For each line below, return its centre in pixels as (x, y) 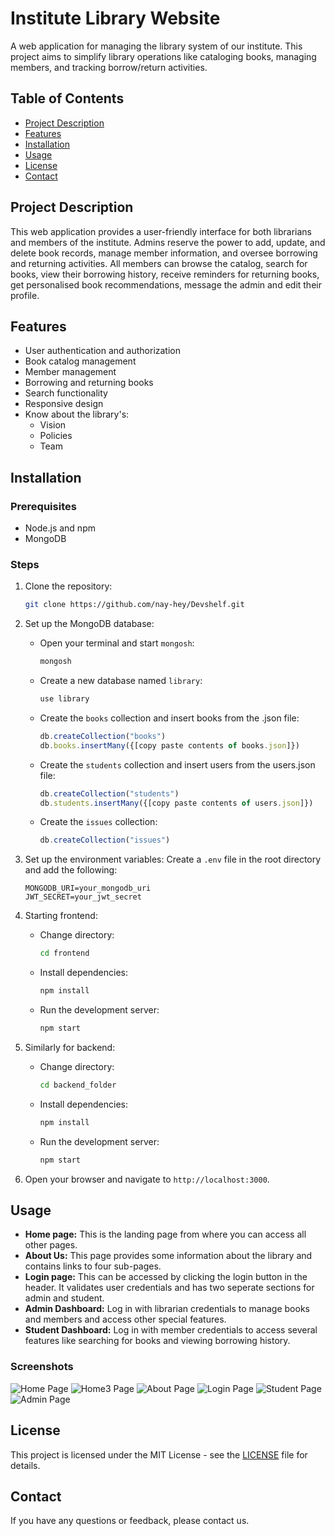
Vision (53, 425)
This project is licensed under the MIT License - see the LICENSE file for (159, 1454)
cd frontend (64, 953)
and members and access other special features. (125, 1319)
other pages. (51, 1245)
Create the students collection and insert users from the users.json (177, 764)
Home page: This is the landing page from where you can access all (165, 1234)
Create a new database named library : (121, 681)
